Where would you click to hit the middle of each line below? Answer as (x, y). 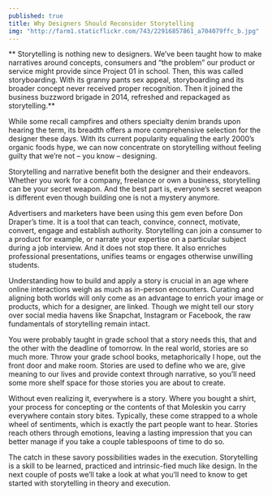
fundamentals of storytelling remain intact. (79, 324)
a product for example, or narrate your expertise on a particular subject (127, 239)
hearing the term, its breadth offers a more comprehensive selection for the (135, 130)
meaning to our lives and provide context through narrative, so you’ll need (132, 374)
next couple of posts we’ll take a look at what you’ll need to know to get (128, 475)
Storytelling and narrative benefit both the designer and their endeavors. (130, 172)
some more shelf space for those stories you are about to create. (117, 383)
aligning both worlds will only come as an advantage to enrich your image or (136, 298)
